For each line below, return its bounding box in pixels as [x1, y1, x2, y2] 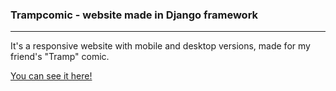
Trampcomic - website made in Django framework [10, 8, 259, 22]
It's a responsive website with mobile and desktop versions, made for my [10, 40, 311, 52]
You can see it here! [10, 70, 93, 82]
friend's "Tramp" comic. [10, 51, 110, 63]
